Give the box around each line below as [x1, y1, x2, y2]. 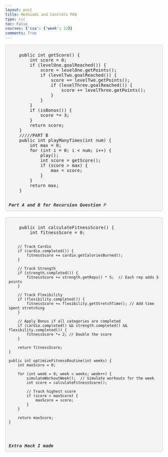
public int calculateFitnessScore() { [19, 225, 114, 230]
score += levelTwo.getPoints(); [50, 77, 130, 83]
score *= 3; [40, 112, 69, 118]
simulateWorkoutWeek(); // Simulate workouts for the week [26, 376, 154, 381]
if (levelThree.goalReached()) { [50, 82, 133, 88]
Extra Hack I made [8, 443, 54, 448]
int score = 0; [29, 57, 67, 63]
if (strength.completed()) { [17, 270, 78, 275]
